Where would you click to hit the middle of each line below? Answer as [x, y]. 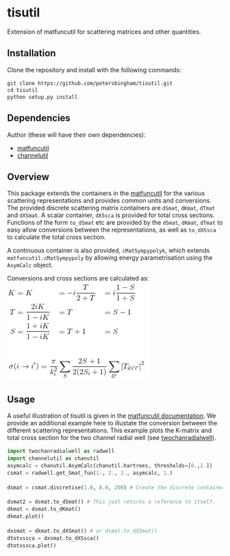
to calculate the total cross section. [56, 237]
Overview [28, 177]
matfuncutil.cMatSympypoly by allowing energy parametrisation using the [110, 258]
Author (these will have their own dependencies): [76, 135]
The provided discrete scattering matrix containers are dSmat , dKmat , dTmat [111, 208]
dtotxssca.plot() [32, 545]
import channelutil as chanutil [53, 458]
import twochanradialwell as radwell [61, 452]
